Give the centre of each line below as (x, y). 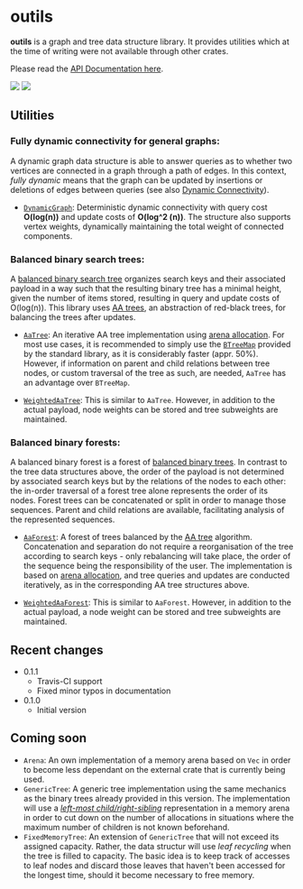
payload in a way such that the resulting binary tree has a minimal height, (146, 288)
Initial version (61, 710)
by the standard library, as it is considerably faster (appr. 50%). (141, 353)
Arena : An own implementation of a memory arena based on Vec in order (157, 760)
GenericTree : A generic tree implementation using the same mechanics (155, 788)
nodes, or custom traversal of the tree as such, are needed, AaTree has (155, 372)
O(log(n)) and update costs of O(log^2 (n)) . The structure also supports (157, 216)
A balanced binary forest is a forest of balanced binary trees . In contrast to (149, 463)
